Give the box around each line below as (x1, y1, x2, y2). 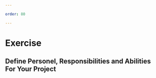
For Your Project (5, 65, 56, 74)
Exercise (5, 37, 42, 49)
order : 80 (5, 11, 26, 16)
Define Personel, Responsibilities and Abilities (5, 57, 151, 66)
